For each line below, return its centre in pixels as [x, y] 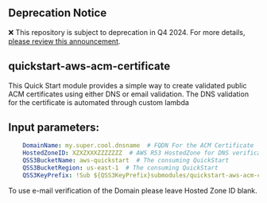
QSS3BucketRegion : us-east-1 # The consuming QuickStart [120, 168]
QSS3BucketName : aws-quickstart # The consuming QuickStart [126, 161]
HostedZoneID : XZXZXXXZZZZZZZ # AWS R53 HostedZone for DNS [126, 153]
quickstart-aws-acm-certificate [89, 66]
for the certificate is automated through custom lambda [99, 102]
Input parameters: [54, 128]
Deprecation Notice [58, 13]
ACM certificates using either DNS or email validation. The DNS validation [128, 94]
